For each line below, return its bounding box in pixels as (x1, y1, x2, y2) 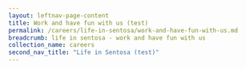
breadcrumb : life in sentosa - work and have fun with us (8, 33, 206, 42)
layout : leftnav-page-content (8, 11, 110, 20)
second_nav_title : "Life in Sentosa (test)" (8, 48, 159, 56)
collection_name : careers (8, 41, 95, 49)
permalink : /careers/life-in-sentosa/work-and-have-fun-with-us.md (8, 26, 239, 34)
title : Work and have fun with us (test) (8, 19, 149, 27)
